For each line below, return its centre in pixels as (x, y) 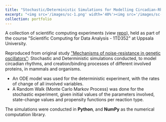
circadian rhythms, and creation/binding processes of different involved (78, 64)
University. (16, 44)
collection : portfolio (28, 19)
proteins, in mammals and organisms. (43, 69)
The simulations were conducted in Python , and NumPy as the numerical (80, 109)
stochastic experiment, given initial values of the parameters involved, (83, 94)
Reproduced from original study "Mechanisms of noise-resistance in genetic (83, 53)
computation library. (25, 115)
